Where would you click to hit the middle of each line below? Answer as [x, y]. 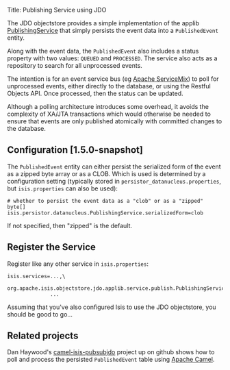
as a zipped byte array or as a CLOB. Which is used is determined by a [106, 173]
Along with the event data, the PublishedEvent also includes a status [103, 51]
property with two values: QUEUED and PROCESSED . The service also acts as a [112, 58]
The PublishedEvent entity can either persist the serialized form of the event [114, 166]
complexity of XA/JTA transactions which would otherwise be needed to [109, 114]
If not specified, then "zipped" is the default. [69, 225]
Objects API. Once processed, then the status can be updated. [95, 93]
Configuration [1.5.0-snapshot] [75, 150]
